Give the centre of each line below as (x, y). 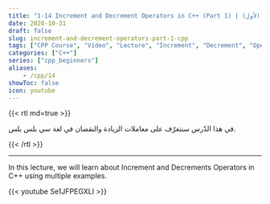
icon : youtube (32, 90)
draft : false (30, 31)
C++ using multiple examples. (57, 176)
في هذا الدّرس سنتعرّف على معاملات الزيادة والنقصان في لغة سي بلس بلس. (122, 129)
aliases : (23, 68)
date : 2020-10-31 (37, 23)
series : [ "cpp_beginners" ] (53, 61)
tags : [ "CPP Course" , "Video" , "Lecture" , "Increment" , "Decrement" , (127, 46)
